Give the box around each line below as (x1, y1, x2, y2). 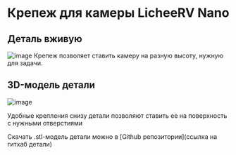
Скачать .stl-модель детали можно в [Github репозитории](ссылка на (7, 132, 218, 141)
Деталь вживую (7, 33, 82, 45)
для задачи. (7, 59, 43, 67)
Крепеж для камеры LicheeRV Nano (7, 5, 230, 21)
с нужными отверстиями (7, 119, 83, 127)
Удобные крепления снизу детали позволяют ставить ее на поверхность (7, 111, 228, 120)
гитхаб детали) (7, 140, 53, 148)
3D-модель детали (7, 79, 95, 91)
